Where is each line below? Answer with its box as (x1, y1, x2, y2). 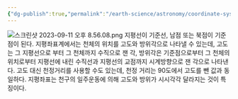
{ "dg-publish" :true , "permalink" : (7, 10, 106, 18)
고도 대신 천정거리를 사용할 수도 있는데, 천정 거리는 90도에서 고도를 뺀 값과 (16, 66, 222, 74)
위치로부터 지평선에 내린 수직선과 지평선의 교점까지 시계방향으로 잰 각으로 (7, 57, 210, 66)
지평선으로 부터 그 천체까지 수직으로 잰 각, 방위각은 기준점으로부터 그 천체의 (22, 48, 230, 57)
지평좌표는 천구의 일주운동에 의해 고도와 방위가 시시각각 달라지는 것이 (28, 75, 220, 83)
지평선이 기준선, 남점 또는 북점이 (124, 30, 214, 39)
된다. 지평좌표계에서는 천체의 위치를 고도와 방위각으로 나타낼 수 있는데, (20, 40, 215, 48)
